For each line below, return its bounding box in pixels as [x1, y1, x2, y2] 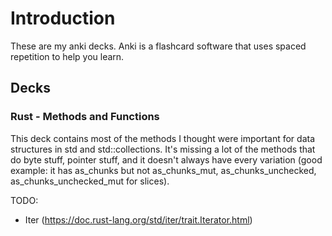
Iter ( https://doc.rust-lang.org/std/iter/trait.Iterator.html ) [24, 213, 253, 226]
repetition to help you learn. [10, 50, 125, 62]
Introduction [10, 7, 116, 30]
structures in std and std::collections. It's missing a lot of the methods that [10, 143, 316, 155]
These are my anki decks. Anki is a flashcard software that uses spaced [10, 40, 307, 52]
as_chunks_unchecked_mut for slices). [10, 175, 170, 187]
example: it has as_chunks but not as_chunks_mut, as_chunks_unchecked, [10, 164, 317, 176]
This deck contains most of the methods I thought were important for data [10, 132, 316, 144]
